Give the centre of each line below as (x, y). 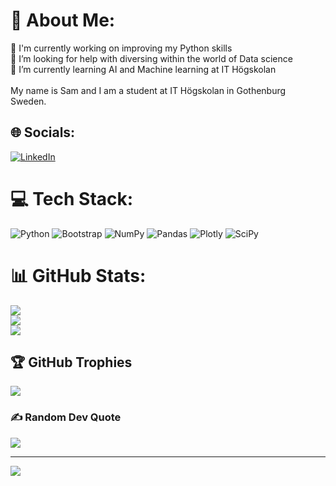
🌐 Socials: (43, 132)
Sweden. (28, 101)
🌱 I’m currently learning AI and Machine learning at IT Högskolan (143, 69)
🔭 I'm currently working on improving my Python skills (121, 48)
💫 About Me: (63, 20)
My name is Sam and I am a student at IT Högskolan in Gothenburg (148, 90)
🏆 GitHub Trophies (71, 362)
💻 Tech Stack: (72, 198)
